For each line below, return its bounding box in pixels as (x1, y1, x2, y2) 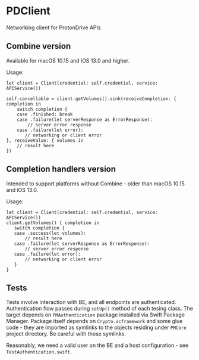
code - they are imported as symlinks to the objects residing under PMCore (6, 324, 187, 331)
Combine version (6, 41, 71, 51)
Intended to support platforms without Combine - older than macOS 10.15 (6, 180, 185, 187)
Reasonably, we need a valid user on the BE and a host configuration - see (6, 342, 189, 349)
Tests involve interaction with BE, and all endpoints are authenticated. (6, 299, 176, 306)
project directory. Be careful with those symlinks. (6, 330, 127, 337)
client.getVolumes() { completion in (6, 219, 100, 226)
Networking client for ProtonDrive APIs (6, 24, 101, 31)
